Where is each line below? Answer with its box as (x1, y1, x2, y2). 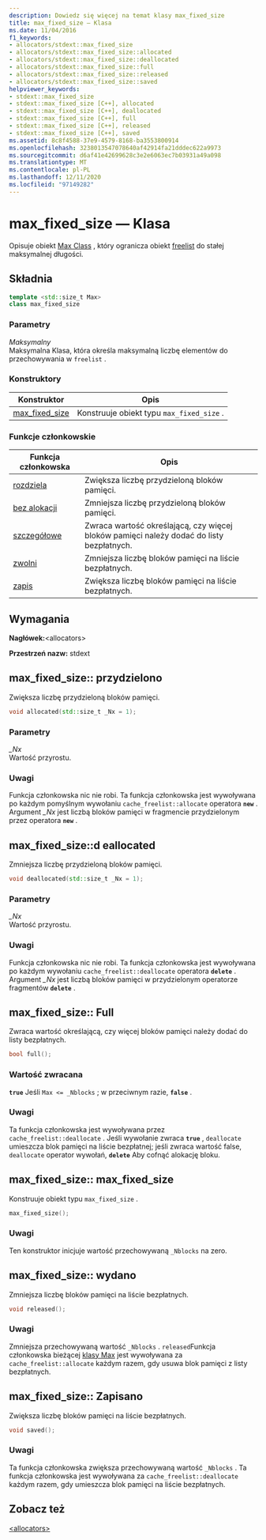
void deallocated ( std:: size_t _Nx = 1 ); (9, 875, 144, 883)
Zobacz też (9, 1503, 66, 1516)
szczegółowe (13, 530, 62, 542)
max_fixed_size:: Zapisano (9, 1390, 144, 1403)
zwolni (13, 558, 38, 569)
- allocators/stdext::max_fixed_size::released (9, 70, 169, 78)
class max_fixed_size (9, 300, 81, 308)
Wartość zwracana (9, 1069, 84, 1080)
